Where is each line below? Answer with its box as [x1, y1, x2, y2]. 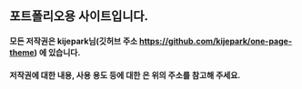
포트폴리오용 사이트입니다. [9, 8, 148, 25]
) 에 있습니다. [34, 46, 81, 57]
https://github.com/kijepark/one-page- [139, 35, 293, 46]
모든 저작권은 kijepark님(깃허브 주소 [9, 35, 138, 46]
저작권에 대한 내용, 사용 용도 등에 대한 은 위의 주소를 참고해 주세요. [9, 69, 241, 80]
